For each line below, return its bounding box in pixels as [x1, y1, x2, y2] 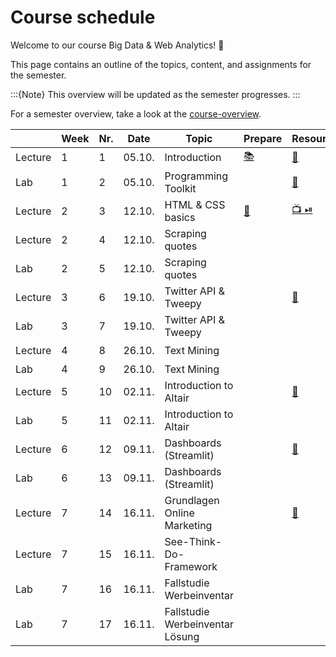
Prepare [243, 131, 283, 145]
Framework [164, 559, 218, 573]
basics [164, 210, 196, 224]
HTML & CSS [164, 197, 226, 211]
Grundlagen [164, 493, 220, 507]
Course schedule [10, 6, 156, 29]
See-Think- [164, 534, 223, 548]
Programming [164, 169, 229, 183]
